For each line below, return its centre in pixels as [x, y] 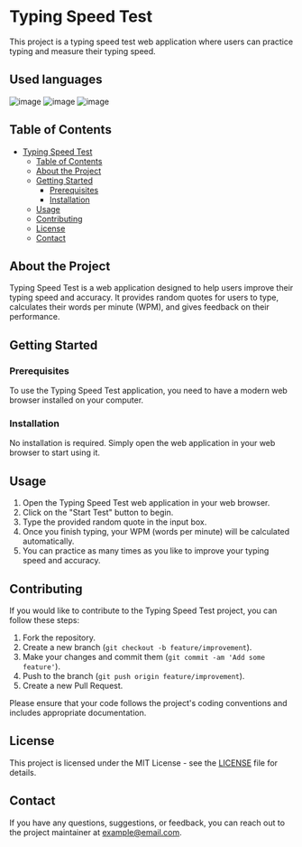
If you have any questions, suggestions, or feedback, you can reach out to [147, 823]
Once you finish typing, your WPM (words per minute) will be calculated [156, 532]
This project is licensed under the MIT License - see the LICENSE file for [143, 763]
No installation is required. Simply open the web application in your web [142, 443]
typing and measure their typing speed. [82, 51]
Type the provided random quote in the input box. [114, 522]
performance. [35, 317]
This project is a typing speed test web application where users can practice [151, 42]
